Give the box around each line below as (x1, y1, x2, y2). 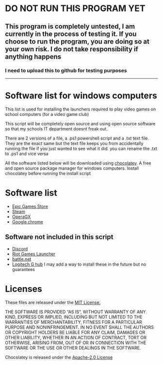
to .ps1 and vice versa (5, 151, 49, 157)
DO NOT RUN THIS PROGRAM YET (5, 3, 146, 14)
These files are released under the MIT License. (5, 299, 101, 305)
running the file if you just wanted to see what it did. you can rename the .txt (5, 145, 158, 151)
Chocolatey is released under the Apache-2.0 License (5, 354, 113, 360)
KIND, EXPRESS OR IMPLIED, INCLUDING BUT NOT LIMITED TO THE (5, 314, 143, 320)
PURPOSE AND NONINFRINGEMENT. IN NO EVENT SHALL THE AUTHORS (5, 324, 154, 330)
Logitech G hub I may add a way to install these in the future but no (12, 261, 147, 267)
